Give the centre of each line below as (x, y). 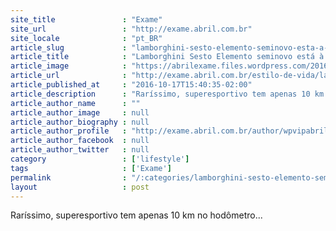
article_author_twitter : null (80, 150)
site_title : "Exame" (86, 19)
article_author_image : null (80, 112)
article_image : (69, 66)
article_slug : (69, 47)
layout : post (80, 187)
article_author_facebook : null (80, 141)
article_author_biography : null (80, 122)
